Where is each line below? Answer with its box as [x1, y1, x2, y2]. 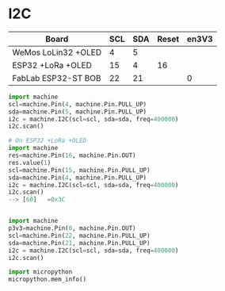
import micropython [8, 268, 73, 276]
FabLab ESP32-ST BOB [12, 72, 101, 83]
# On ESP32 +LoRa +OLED [8, 136, 87, 145]
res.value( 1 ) [8, 159, 51, 167]
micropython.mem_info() [8, 275, 87, 284]
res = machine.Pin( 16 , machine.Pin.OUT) [8, 151, 136, 159]
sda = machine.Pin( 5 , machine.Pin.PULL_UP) [8, 108, 147, 116]
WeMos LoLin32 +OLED [12, 47, 101, 58]
